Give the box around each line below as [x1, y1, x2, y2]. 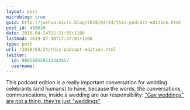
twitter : [6, 52, 27, 58]
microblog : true [6, 14, 46, 20]
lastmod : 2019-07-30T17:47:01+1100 [6, 36, 93, 42]
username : [11, 63, 35, 69]
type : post [6, 42, 33, 47]
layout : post [6, 8, 38, 15]
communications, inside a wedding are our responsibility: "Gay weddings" [6, 91, 184, 98]
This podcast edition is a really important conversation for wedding [6, 79, 168, 86]
